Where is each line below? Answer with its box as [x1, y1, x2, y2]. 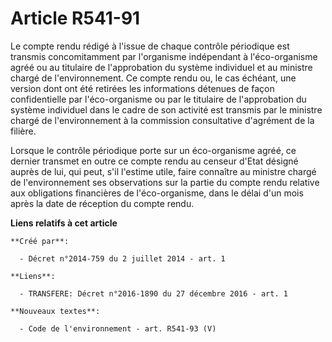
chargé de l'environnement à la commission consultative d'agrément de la [10, 114, 315, 126]
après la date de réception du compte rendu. [10, 197, 195, 209]
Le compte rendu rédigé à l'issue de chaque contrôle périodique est [10, 40, 290, 52]
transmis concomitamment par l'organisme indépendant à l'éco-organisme [10, 50, 318, 62]
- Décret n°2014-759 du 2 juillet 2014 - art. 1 [19, 253, 226, 264]
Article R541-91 [10, 7, 141, 30]
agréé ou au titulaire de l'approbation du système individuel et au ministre [10, 61, 313, 73]
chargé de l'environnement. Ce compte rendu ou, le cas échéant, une [10, 72, 297, 84]
